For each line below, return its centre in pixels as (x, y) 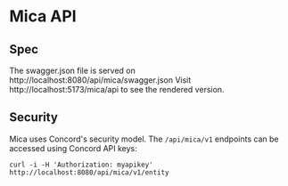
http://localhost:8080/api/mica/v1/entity (89, 172)
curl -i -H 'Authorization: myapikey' (81, 165)
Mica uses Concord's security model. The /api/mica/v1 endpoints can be (144, 139)
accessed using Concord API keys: (74, 148)
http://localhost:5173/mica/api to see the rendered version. (117, 89)
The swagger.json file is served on (73, 70)
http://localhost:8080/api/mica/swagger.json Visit (100, 80)
